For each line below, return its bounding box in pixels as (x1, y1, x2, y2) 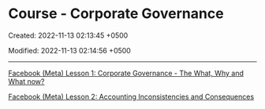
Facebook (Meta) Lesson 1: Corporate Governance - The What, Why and (8, 68, 244, 78)
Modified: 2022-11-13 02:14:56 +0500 (8, 45, 132, 55)
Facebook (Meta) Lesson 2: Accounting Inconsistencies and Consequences (8, 92, 255, 101)
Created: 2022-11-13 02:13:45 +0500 (8, 31, 129, 40)
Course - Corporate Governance (8, 5, 224, 23)
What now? (8, 76, 45, 86)
